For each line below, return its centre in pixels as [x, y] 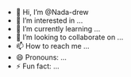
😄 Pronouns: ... [41, 57]
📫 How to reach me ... [52, 46]
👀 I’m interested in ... [49, 20]
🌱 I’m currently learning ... [58, 29]
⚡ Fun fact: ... [37, 66]
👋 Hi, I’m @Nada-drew [52, 12]
